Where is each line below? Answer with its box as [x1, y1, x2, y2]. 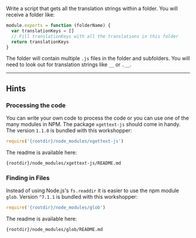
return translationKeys [11, 39, 69, 45]
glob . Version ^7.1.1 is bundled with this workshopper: [6, 193, 138, 200]
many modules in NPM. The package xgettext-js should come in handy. [6, 121, 181, 128]
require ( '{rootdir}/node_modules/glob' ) [6, 205, 106, 210]
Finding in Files [6, 174, 50, 182]
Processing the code [6, 101, 66, 109]
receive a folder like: [6, 11, 55, 18]
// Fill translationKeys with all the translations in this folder [11, 33, 179, 39]
